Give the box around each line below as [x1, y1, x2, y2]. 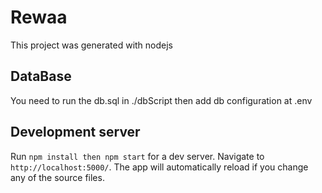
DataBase [10, 68, 72, 85]
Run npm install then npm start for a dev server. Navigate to [10, 150, 265, 162]
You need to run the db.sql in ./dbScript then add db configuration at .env [10, 94, 313, 106]
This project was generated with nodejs [10, 39, 174, 51]
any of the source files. [10, 171, 105, 183]
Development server [10, 124, 141, 141]
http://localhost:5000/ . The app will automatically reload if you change [10, 161, 309, 173]
